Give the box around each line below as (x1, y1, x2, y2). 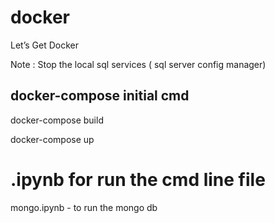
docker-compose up (10, 133, 95, 145)
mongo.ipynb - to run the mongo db (10, 201, 158, 213)
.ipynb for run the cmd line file (10, 168, 266, 191)
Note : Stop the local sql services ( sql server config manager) (10, 58, 267, 70)
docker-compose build (10, 114, 104, 126)
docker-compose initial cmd (10, 87, 190, 105)
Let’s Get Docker (10, 39, 79, 51)
